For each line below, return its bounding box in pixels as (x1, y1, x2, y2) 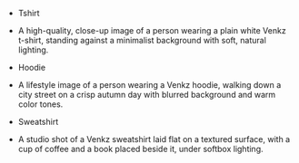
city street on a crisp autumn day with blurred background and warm (17, 90, 276, 100)
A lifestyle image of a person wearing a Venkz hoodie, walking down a (17, 80, 282, 90)
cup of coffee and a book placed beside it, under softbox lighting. (17, 144, 264, 154)
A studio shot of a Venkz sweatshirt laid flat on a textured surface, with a (17, 134, 291, 144)
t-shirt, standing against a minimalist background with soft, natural (17, 35, 266, 45)
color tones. (17, 99, 64, 110)
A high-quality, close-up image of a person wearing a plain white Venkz (17, 25, 286, 35)
